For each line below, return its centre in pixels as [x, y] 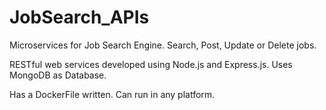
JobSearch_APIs [79, 17]
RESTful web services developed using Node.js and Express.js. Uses [151, 64]
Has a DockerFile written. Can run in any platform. [112, 94]
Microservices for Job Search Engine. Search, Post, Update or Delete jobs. [163, 45]
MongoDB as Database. [58, 75]
